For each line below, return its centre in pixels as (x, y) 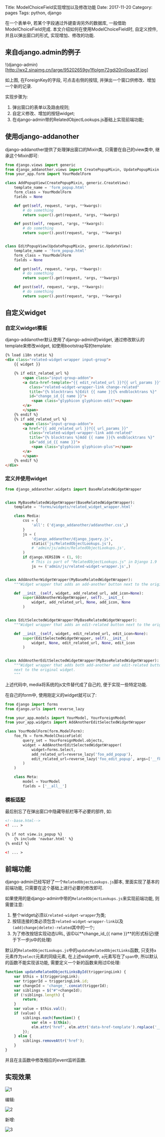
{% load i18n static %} (29, 355)
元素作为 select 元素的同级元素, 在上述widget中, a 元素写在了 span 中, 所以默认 (82, 956)
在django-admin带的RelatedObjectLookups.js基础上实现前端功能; (78, 119)
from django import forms (31, 704)
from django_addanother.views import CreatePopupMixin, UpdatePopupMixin (82, 169)
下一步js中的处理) (34, 940)
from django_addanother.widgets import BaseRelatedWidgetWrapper (73, 489)
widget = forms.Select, (54, 749)
